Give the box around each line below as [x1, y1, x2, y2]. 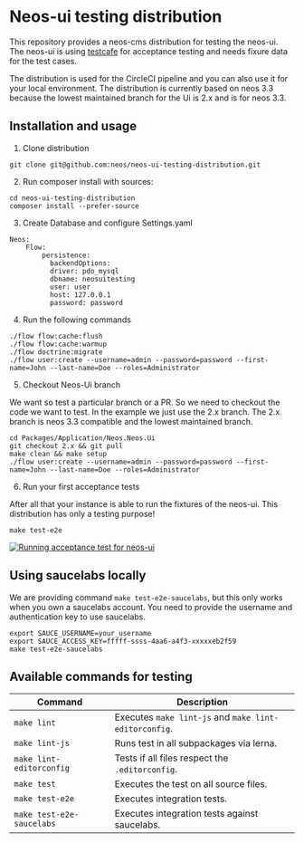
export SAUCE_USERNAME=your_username [9, 628, 152, 637]
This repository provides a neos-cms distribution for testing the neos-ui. [9, 36, 279, 47]
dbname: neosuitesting [49, 274, 136, 283]
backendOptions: [49, 258, 111, 268]
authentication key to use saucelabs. [9, 611, 147, 622]
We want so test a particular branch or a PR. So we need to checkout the [9, 397, 280, 407]
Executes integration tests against [114, 808, 259, 820]
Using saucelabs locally [9, 568, 147, 583]
